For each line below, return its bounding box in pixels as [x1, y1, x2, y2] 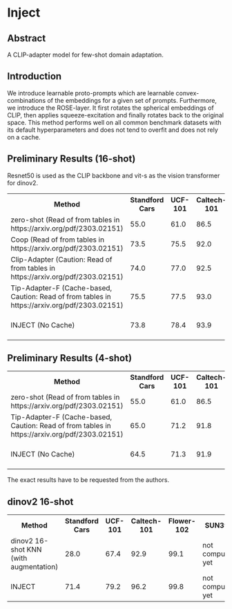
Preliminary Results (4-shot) [7, 352, 133, 364]
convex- [175, 88, 200, 97]
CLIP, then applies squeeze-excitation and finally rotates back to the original [7, 110, 224, 119]
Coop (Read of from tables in [10, 235, 105, 244]
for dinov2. [7, 178, 39, 187]
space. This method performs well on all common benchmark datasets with [7, 118, 222, 126]
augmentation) [10, 562, 59, 572]
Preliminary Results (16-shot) [7, 153, 136, 165]
